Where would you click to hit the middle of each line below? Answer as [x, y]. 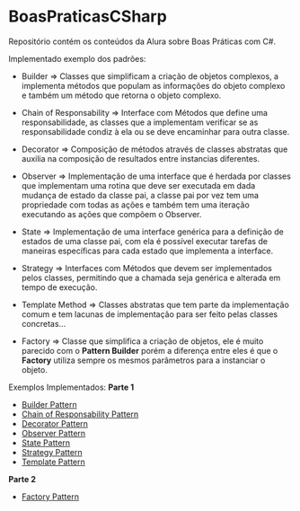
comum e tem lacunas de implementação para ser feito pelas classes [150, 314]
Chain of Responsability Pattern [80, 414]
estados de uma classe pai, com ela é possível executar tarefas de [145, 241]
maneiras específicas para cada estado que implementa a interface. [147, 251]
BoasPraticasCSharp [88, 17]
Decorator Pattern [55, 423]
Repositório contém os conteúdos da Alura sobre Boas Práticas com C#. [142, 41]
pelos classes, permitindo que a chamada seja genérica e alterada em [151, 278]
